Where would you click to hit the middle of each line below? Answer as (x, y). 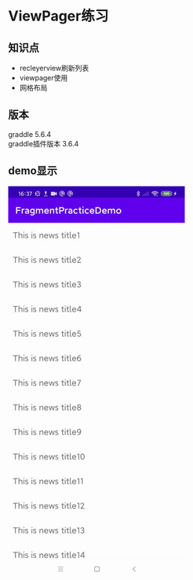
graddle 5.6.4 (30, 134)
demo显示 (33, 171)
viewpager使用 (44, 78)
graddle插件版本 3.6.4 (44, 143)
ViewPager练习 (58, 16)
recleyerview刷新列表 (54, 68)
